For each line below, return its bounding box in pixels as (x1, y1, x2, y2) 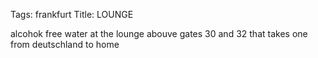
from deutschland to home (10, 39, 120, 50)
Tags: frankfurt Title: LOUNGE (10, 9, 134, 20)
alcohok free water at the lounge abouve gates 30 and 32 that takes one (10, 28, 308, 39)
